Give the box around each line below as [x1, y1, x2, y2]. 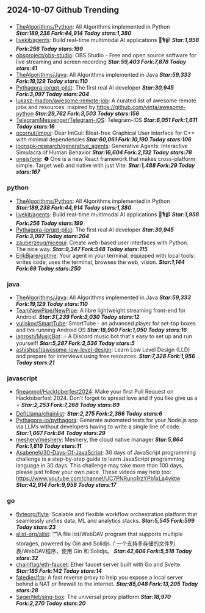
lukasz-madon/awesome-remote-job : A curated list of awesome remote [15, 97, 197, 104]
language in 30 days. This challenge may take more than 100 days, [15, 462, 184, 469]
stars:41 [15, 65, 37, 72]
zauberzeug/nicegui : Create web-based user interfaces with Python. [15, 239, 189, 246]
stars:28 [15, 586, 38, 594]
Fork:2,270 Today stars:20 [15, 600, 86, 607]
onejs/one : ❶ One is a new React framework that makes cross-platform [15, 155, 196, 163]
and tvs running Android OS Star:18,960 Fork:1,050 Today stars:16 [15, 326, 187, 333]
